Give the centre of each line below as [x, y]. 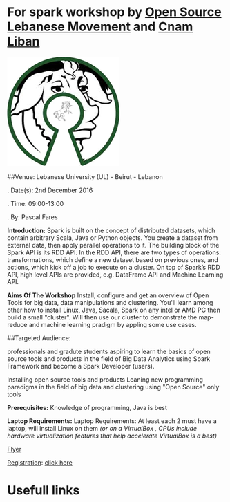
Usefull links [44, 491]
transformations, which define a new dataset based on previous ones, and [113, 259]
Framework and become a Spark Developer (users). [81, 366]
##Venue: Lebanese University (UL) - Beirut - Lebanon [85, 176]
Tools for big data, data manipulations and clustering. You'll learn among [110, 302]
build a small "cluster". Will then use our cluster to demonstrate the [102, 317]
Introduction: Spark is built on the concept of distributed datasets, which [111, 230]
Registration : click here [40, 462]
